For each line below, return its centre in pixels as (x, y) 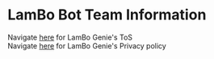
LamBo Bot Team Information (107, 15)
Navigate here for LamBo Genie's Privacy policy (87, 45)
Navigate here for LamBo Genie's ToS (70, 37)
